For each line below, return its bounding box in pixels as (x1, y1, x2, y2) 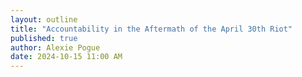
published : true (10, 33, 78, 43)
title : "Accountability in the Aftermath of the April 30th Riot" (10, 24, 293, 34)
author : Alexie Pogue (10, 42, 101, 53)
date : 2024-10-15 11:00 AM (10, 52, 123, 62)
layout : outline (10, 14, 78, 25)
